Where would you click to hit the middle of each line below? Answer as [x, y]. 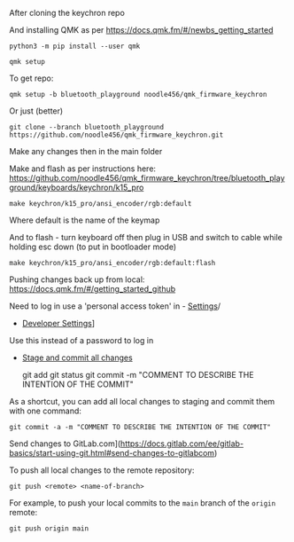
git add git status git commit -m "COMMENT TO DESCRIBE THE [138, 375]
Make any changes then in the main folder [86, 151]
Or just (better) [36, 111]
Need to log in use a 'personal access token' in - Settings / [115, 306]
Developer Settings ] [58, 323]
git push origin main [49, 529]
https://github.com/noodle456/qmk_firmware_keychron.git [116, 135]
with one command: [46, 411]
